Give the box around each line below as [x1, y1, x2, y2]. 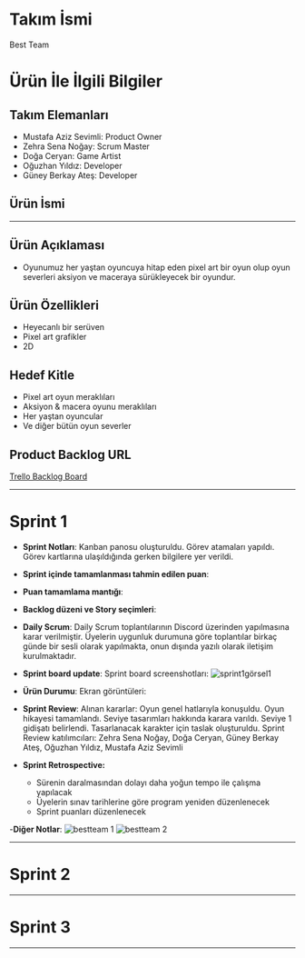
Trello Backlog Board [9, 471, 88, 482]
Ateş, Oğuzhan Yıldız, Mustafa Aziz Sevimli [22, 742, 183, 753]
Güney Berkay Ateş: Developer [22, 169, 138, 181]
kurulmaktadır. [22, 650, 77, 661]
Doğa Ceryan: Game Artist [22, 150, 122, 161]
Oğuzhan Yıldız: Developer [22, 160, 123, 171]
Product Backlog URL [9, 446, 132, 463]
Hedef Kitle [9, 367, 75, 383]
